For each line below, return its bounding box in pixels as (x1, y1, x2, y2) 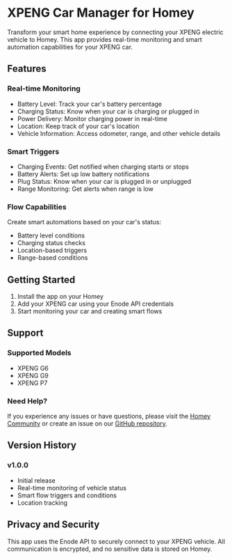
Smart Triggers (7, 146, 60, 156)
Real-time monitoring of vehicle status (17, 483, 127, 492)
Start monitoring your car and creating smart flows (17, 307, 163, 316)
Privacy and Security (7, 519, 100, 531)
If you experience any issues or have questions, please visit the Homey (7, 412, 210, 421)
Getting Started (7, 274, 76, 286)
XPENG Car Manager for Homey (7, 5, 194, 21)
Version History (7, 440, 76, 451)
